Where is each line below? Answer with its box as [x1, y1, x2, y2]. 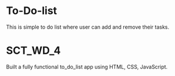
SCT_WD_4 [6, 44, 61, 57]
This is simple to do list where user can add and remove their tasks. [6, 23, 169, 30]
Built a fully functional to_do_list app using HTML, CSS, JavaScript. [6, 63, 168, 70]
